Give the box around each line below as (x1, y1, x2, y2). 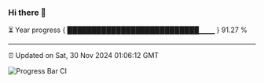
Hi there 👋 (8, 7, 47, 18)
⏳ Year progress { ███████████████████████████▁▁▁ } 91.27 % (8, 25, 247, 34)
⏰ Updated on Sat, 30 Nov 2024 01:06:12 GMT (8, 51, 159, 60)
